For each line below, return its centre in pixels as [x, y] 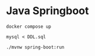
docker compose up [29, 27]
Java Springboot [48, 11]
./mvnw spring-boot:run [35, 47]
